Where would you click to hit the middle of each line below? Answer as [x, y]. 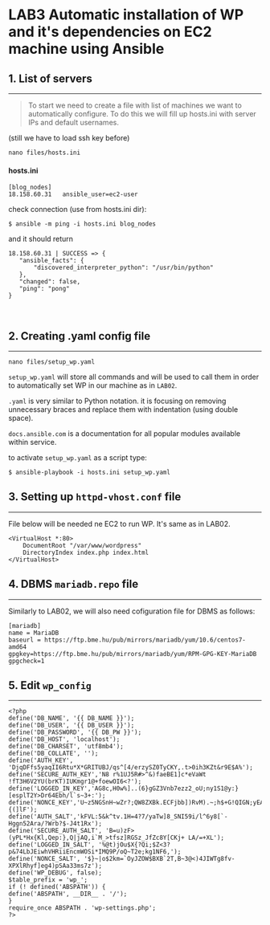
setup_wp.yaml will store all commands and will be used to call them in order [134, 377]
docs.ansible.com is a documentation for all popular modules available [125, 434]
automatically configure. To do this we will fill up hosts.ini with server [142, 114]
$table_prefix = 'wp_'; [48, 880]
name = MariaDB [34, 633]
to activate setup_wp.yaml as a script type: [78, 458]
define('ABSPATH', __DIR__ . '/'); [68, 894]
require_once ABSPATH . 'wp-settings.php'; [82, 908]
